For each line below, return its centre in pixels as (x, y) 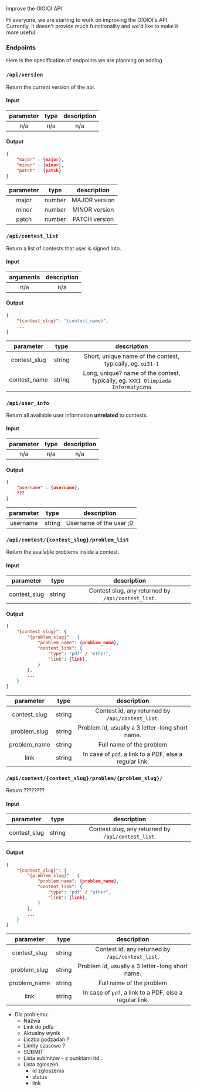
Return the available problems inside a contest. (63, 552)
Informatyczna (132, 387)
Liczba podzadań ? (46, 1039)
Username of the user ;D (100, 523)
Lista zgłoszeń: (42, 1065)
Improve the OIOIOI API (34, 9)
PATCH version (93, 219)
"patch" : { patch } (39, 170)
